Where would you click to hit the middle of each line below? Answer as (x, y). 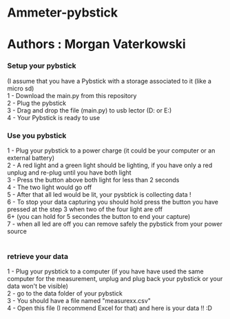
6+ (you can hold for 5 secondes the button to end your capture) (99, 216)
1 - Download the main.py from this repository (72, 95)
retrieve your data (38, 256)
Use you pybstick (37, 135)
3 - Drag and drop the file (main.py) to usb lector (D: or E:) (90, 110)
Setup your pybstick (42, 66)
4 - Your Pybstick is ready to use (54, 117)
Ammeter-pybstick (63, 13)
